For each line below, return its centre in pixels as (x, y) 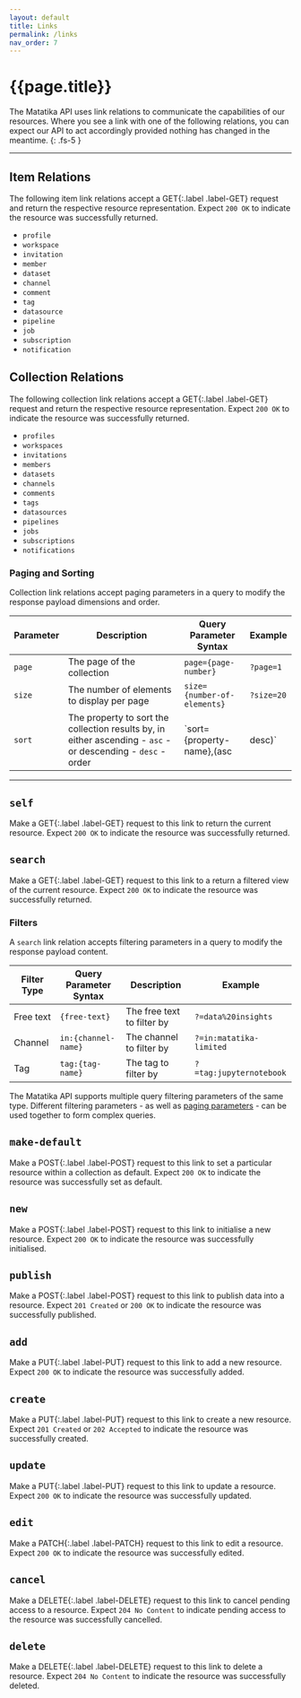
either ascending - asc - (120, 741)
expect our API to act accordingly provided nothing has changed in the (140, 131)
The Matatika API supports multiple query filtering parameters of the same (146, 1096)
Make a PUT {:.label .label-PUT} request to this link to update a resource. (142, 1486)
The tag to (147, 1063)
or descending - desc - (117, 751)
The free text (153, 1011)
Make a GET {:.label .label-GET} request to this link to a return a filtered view (149, 880)
